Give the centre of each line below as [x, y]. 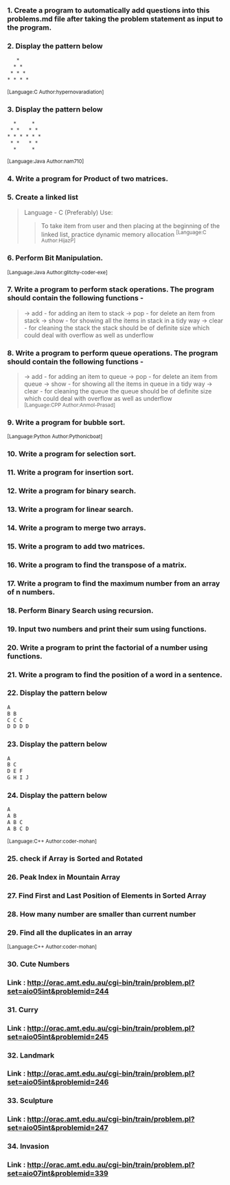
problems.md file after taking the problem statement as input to [115, 19]
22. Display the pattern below [57, 693]
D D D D [18, 727]
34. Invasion [28, 1146]
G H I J [18, 778]
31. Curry [23, 1009]
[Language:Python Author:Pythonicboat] [55, 437]
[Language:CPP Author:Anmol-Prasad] [69, 405]
